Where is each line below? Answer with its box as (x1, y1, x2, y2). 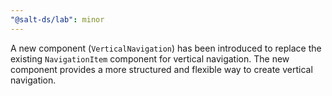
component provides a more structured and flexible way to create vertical (10, 63, 313, 75)
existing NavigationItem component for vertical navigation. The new (10, 52, 290, 65)
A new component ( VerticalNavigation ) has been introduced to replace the (10, 42, 322, 54)
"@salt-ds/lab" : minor (10, 14, 105, 25)
